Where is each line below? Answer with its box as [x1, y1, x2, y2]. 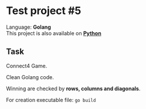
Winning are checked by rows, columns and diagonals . [6, 85, 141, 92]
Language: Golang [6, 23, 52, 30]
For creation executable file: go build [6, 96, 96, 103]
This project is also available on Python [6, 29, 101, 36]
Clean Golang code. [6, 73, 55, 80]
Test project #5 [6, 4, 82, 18]
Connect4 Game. [6, 62, 47, 69]
